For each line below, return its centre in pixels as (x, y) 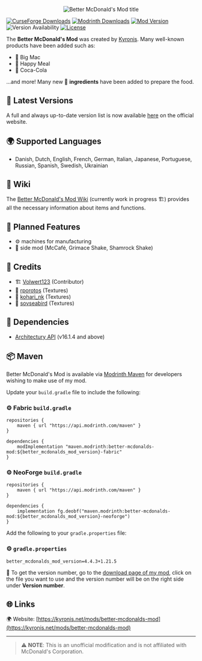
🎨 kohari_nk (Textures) (43, 297)
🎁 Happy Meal (32, 64)
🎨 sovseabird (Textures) (44, 303)
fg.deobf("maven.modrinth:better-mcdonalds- (114, 511)
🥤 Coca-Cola (31, 70)
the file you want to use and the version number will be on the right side (95, 579)
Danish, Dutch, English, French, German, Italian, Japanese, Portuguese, (103, 159)
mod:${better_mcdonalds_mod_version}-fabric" (64, 452)
